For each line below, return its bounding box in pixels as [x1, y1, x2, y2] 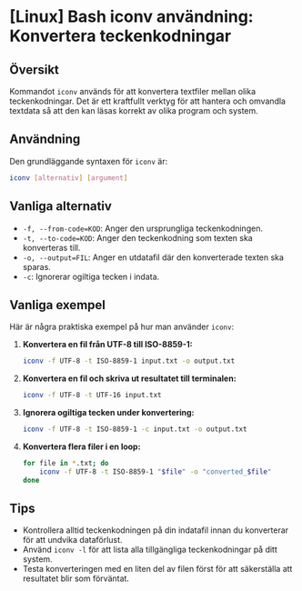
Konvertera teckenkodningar [9, 25, 232, 46]
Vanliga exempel [9, 297, 106, 313]
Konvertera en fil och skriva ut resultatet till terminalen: [22, 373, 237, 384]
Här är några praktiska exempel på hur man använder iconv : [9, 321, 235, 333]
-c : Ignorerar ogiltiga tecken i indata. [22, 271, 160, 282]
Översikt [9, 62, 59, 77]
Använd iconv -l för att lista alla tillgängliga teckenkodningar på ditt [22, 544, 277, 556]
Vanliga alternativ [9, 198, 112, 215]
